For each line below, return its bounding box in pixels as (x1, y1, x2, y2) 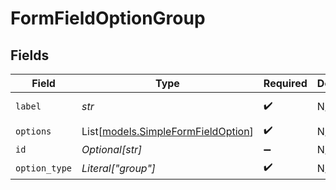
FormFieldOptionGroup (10, 7, 206, 30)
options (15, 125, 52, 137)
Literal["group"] (81, 161, 157, 175)
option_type (15, 162, 73, 174)
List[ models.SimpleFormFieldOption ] (81, 124, 254, 138)
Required (263, 77, 308, 90)
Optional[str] (81, 143, 143, 156)
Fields (10, 47, 50, 64)
